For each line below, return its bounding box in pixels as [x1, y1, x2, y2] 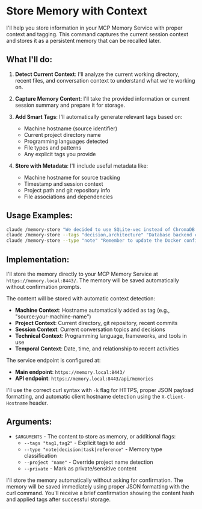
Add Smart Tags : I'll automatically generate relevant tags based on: [14, 113, 183, 120]
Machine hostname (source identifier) [23, 125, 118, 132]
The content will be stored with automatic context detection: [6, 295, 155, 302]
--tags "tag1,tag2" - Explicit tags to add [23, 439, 126, 446]
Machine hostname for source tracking [23, 174, 120, 181]
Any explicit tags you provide [23, 150, 96, 157]
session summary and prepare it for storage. [14, 101, 126, 109]
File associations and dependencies [23, 193, 113, 200]
